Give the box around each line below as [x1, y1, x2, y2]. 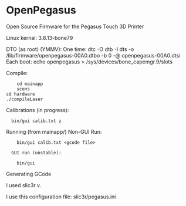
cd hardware [6, 91, 35, 97]
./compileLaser [6, 96, 43, 102]
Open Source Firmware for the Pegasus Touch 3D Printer [6, 23, 144, 30]
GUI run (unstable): [11, 150, 62, 156]
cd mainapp [16, 80, 43, 87]
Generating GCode [6, 170, 52, 177]
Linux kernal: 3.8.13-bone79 [6, 34, 73, 41]
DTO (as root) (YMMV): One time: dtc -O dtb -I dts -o [6, 45, 134, 53]
